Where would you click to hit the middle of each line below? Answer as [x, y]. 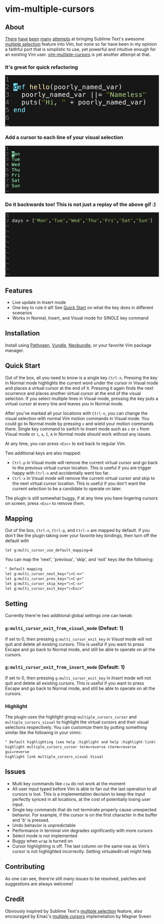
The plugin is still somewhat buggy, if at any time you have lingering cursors [82, 498]
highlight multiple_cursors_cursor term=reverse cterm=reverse [71, 747]
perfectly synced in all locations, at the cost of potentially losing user [81, 799]
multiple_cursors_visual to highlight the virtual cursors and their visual [77, 722]
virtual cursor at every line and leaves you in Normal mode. [64, 403]
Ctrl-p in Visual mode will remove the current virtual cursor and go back [85, 462]
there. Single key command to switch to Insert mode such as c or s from [77, 429]
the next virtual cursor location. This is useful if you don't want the [79, 483]
